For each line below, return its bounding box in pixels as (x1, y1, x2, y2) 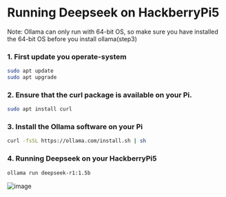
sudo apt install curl (7, 106, 72, 113)
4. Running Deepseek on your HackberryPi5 (7, 154, 157, 163)
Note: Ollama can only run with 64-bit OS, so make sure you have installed (7, 27, 218, 36)
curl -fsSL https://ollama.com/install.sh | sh (7, 137, 147, 145)
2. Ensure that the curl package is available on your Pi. (7, 90, 192, 100)
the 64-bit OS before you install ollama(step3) (7, 34, 138, 43)
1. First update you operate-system (7, 51, 127, 61)
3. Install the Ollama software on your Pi (7, 122, 143, 132)
